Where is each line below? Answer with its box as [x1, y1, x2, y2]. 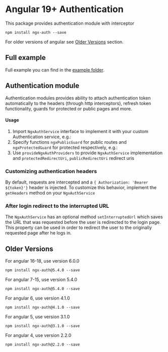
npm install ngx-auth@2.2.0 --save [5, 342, 80, 347]
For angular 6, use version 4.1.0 [5, 295, 70, 301]
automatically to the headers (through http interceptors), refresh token [5, 100, 151, 106]
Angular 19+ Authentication [5, 4, 124, 15]
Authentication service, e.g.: [12, 134, 72, 140]
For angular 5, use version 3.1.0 [5, 314, 70, 320]
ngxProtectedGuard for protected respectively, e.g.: [12, 144, 118, 150]
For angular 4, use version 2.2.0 [5, 332, 72, 338]
